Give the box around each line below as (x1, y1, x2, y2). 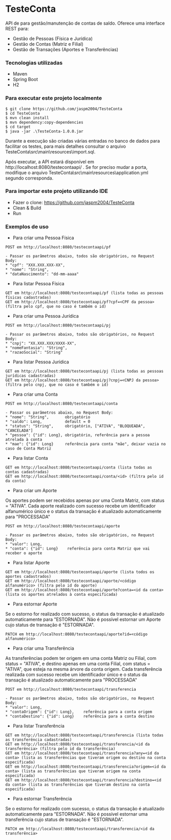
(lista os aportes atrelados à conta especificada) (5, 592, 118, 597)
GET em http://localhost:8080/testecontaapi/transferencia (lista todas (5, 733, 164, 738)
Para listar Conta (12, 455, 48, 461)
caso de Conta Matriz (5, 446, 52, 452)
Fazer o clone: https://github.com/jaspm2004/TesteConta (12, 199, 135, 205)
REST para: (5, 25, 29, 31)
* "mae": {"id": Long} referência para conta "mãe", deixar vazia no (5, 442, 166, 447)
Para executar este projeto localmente (5, 94, 102, 102)
